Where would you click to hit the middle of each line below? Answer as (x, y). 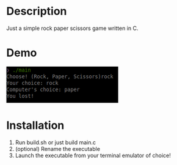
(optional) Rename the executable (58, 148)
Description (37, 11)
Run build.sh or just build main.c (56, 142)
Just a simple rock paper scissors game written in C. (72, 28)
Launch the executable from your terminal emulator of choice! (93, 155)
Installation (35, 126)
